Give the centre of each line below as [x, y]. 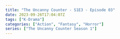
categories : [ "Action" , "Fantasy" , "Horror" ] [54, 24]
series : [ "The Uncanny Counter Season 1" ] [51, 29]
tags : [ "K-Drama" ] [25, 19]
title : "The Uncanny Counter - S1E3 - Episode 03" [60, 10]
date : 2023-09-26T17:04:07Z [35, 15]
